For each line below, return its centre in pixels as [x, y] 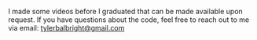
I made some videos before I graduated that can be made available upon [126, 11]
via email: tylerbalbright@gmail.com [66, 28]
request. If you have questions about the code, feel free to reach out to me [129, 20]
